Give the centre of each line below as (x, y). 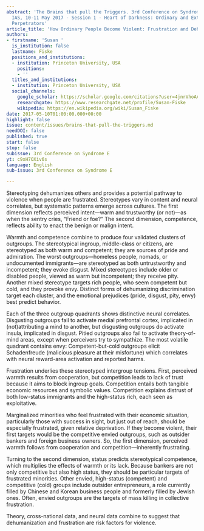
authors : (17, 35)
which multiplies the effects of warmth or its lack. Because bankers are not (100, 466)
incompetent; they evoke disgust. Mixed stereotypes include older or (92, 270)
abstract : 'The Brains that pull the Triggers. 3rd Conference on (92, 12)
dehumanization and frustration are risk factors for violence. (81, 523)
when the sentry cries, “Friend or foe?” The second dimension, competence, (102, 219)
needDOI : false (25, 131)
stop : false (21, 148)
